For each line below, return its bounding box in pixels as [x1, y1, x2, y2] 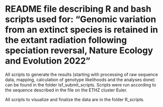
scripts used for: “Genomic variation [5, 14, 156, 25]
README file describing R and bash [5, 3, 151, 15]
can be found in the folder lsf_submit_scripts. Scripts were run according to [5, 82, 156, 87]
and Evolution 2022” [5, 55, 91, 66]
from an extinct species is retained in [5, 24, 158, 35]
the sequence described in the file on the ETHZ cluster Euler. [5, 87, 128, 93]
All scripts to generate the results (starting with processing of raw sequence [5, 71, 158, 77]
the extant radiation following [5, 35, 127, 46]
